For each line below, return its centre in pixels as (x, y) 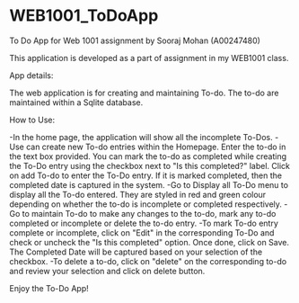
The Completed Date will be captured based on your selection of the (136, 252)
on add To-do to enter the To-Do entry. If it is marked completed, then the (146, 175)
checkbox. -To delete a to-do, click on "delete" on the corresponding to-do (148, 261)
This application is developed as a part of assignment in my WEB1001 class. (149, 58)
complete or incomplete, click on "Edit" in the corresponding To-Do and (142, 232)
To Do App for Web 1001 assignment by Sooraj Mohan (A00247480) (135, 40)
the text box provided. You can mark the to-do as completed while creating (148, 156)
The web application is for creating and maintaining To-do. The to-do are (144, 93)
